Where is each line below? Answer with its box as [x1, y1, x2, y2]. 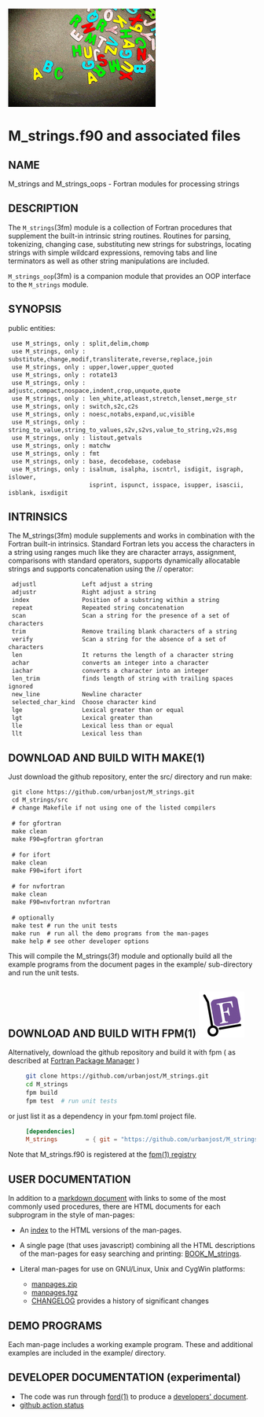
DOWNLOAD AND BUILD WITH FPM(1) [8, 1026, 196, 1040]
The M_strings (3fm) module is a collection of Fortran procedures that [8, 222, 233, 232]
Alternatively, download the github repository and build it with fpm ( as [8, 1048, 236, 1057]
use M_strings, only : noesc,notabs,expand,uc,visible [11, 410, 195, 418]
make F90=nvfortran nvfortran [11, 898, 111, 906]
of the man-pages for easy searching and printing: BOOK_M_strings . [19, 1249, 242, 1258]
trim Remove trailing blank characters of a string [11, 628, 237, 636]
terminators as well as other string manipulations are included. [8, 256, 210, 266]
